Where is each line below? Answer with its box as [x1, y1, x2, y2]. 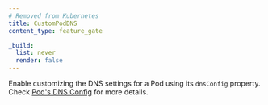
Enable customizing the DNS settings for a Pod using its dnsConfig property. [8, 78, 261, 88]
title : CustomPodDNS [8, 19, 78, 27]
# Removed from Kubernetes [8, 11, 99, 20]
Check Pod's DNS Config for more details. [8, 87, 149, 97]
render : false [15, 57, 63, 65]
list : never [15, 49, 57, 57]
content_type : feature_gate [8, 27, 103, 35]
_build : [8, 41, 35, 49]
